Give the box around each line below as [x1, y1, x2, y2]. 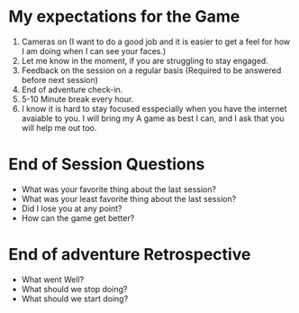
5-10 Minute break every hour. [21, 93, 134, 105]
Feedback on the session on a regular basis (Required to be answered [21, 65, 282, 76]
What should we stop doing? [21, 283, 128, 294]
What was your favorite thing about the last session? [21, 183, 217, 195]
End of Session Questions [8, 154, 205, 175]
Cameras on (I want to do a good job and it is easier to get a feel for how [21, 36, 291, 47]
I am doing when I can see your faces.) [21, 45, 167, 56]
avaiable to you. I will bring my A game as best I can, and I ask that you [21, 113, 285, 124]
